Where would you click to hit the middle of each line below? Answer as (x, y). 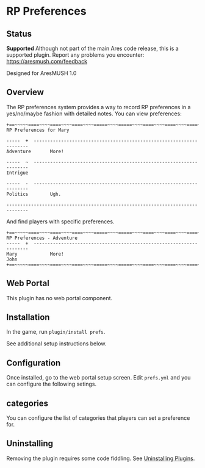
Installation (28, 318)
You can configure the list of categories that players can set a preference (98, 418)
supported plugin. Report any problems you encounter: (75, 55)
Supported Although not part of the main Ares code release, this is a (92, 48)
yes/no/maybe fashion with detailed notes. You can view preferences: (94, 113)
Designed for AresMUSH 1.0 (41, 73)
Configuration (34, 363)
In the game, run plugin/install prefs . (56, 332)
